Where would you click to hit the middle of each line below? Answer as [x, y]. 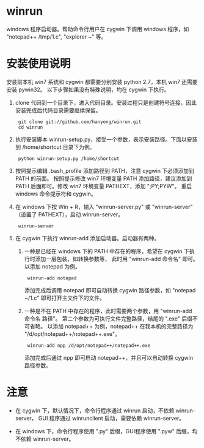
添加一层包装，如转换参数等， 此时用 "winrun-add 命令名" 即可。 [117, 259]
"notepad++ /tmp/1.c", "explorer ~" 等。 [56, 36]
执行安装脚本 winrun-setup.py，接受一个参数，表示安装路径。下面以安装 [106, 139]
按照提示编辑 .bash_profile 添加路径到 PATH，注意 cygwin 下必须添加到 [104, 170]
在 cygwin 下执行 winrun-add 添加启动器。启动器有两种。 [87, 238]
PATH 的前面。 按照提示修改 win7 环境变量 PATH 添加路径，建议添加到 [104, 178]
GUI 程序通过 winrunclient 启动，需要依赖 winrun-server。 [111, 418]
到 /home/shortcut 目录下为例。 [55, 147]
